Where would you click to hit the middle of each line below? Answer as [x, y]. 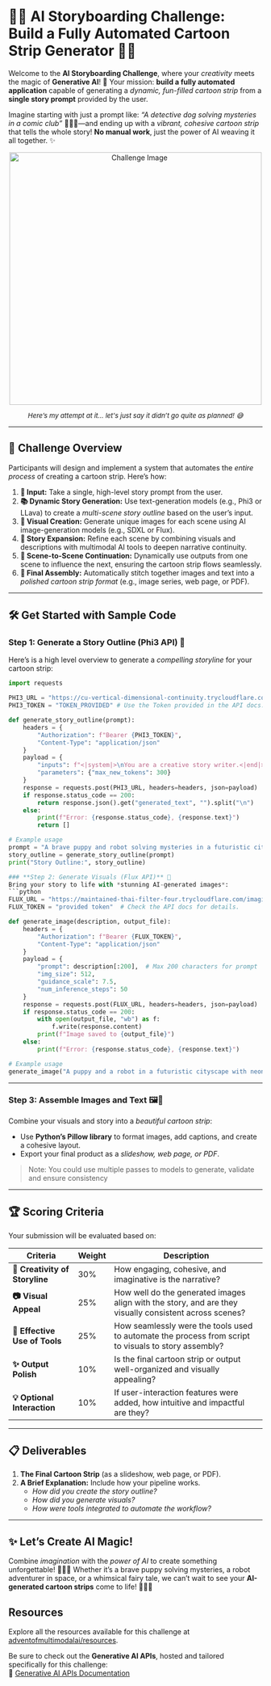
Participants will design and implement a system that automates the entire [131, 467]
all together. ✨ [32, 140]
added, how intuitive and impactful [179, 1402]
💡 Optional [33, 1397]
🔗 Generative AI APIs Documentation [69, 1673]
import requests [35, 683]
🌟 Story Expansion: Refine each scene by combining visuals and [128, 538]
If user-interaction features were [176, 1392]
